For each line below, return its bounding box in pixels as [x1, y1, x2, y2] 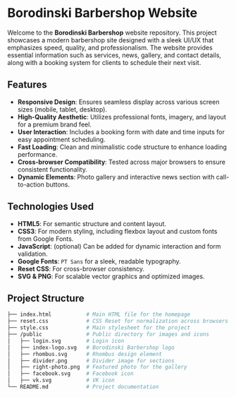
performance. [17, 150, 58, 158]
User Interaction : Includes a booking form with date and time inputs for [17, 127, 225, 136]
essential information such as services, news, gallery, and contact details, [7, 51, 222, 59]
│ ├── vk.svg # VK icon [7, 377, 115, 384]
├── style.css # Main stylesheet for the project [7, 324, 191, 331]
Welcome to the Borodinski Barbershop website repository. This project [7, 28, 217, 37]
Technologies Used [7, 201, 94, 213]
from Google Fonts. [17, 235, 74, 243]
